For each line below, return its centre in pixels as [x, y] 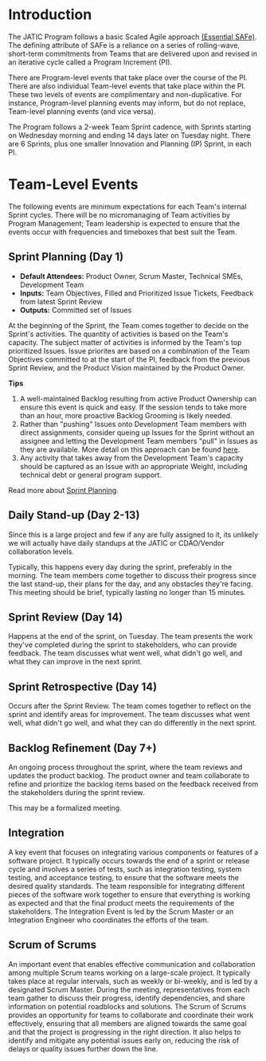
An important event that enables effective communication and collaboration [132, 964]
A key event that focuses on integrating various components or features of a [133, 852]
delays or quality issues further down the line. [83, 1048]
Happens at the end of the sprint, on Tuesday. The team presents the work [131, 636]
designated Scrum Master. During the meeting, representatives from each [129, 989]
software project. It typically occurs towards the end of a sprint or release [129, 860]
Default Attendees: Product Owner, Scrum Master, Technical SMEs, [131, 276]
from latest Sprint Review [61, 301]
